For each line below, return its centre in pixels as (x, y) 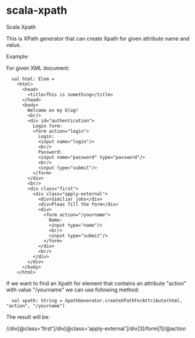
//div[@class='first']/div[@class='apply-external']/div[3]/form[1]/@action (96, 328)
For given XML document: (38, 68)
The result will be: (28, 317)
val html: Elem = (33, 79)
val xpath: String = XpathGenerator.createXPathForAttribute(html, (97, 300)
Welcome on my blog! (53, 110)
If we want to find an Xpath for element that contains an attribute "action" (96, 283)
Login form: (47, 126)
